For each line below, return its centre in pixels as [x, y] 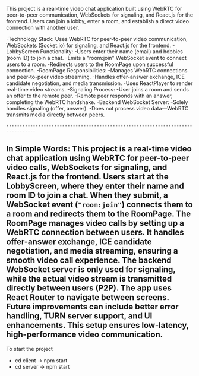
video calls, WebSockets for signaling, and [87, 168]
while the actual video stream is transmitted [89, 279]
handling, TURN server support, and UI [79, 316]
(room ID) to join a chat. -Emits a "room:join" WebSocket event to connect [97, 58]
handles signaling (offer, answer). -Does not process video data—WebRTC [97, 108]
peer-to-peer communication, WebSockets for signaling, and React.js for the [100, 15]
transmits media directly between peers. [56, 115]
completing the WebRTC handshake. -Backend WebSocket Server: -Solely [97, 102]
